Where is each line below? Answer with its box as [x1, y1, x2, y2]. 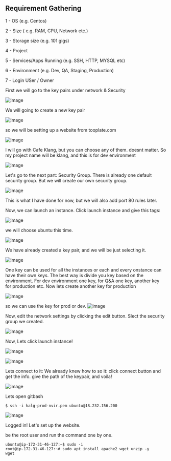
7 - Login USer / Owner [5, 77, 55, 83]
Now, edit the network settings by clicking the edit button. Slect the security [5, 312, 165, 319]
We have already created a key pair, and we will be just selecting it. [5, 247, 146, 253]
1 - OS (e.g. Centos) [5, 17, 47, 24]
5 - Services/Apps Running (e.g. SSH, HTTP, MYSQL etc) [5, 57, 126, 64]
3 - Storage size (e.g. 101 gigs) [5, 37, 69, 44]
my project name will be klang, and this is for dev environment [5, 152, 136, 158]
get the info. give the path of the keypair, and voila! [5, 373, 112, 380]
